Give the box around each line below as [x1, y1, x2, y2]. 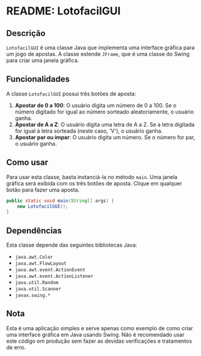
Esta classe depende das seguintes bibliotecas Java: [6, 241, 137, 249]
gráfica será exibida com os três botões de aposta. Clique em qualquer [6, 180, 182, 187]
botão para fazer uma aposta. [6, 186, 80, 193]
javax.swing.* [14, 292, 51, 298]
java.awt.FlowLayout [14, 261, 67, 267]
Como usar [6, 157, 49, 167]
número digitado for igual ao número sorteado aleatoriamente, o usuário [14, 108, 194, 115]
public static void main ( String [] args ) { [6, 198, 114, 204]
